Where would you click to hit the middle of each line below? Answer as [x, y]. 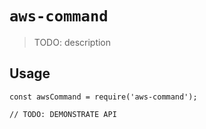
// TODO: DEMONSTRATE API [63, 114]
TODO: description [72, 42]
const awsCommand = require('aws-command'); [103, 97]
